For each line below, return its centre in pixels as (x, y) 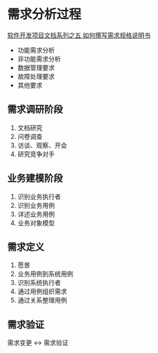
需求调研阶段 (35, 109)
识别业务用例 (36, 205)
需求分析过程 (45, 14)
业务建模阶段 (35, 179)
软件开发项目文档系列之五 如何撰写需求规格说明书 (79, 35)
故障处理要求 (36, 76)
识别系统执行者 (39, 283)
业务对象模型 (36, 222)
